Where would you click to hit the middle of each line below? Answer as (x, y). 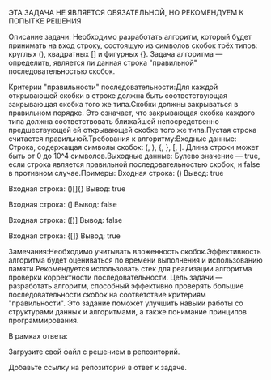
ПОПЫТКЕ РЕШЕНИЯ (45, 21)
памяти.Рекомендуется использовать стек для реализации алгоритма (130, 269)
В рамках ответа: (38, 336)
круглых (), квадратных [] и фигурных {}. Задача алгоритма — (116, 54)
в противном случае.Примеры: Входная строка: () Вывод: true (116, 173)
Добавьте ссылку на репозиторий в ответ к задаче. (98, 367)
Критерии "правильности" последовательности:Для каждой (113, 87)
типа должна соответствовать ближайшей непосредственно (114, 121)
